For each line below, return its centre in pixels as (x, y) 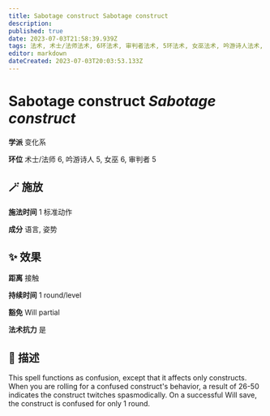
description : (30, 24)
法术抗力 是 (27, 330)
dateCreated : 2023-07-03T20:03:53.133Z (76, 62)
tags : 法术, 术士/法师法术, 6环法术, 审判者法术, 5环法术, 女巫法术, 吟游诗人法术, (136, 46)
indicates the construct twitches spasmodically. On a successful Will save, (133, 395)
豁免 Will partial (34, 312)
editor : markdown (38, 54)
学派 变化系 (27, 142)
